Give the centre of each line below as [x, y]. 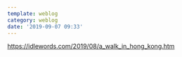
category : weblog [33, 20]
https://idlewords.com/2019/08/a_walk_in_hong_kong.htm [91, 47]
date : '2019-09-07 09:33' [45, 26]
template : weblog [33, 14]
